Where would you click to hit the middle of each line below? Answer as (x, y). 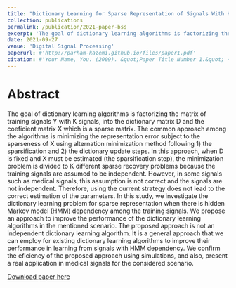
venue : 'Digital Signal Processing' (61, 46)
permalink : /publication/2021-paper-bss (67, 27)
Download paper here (39, 276)
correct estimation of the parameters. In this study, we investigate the (108, 196)
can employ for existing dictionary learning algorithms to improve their (109, 240)
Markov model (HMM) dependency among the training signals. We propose (116, 211)
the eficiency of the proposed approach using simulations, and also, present (118, 255)
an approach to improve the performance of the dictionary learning (104, 218)
